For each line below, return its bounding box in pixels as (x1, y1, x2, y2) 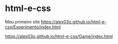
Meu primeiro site (5, 19, 40, 25)
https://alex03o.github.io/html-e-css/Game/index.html (5, 33, 113, 39)
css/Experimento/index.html (5, 24, 61, 29)
